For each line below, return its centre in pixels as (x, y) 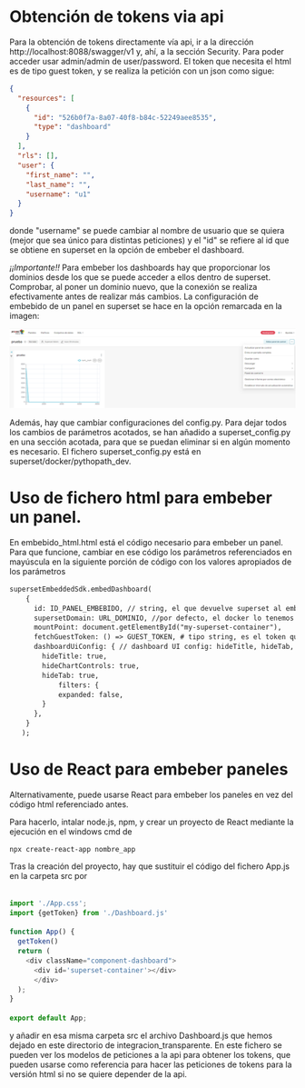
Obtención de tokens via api (117, 17)
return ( (34, 952)
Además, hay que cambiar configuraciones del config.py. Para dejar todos (148, 422)
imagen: (25, 316)
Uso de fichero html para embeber (141, 498)
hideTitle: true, (74, 656)
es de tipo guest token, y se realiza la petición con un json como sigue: (142, 71)
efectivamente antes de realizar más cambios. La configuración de (134, 296)
